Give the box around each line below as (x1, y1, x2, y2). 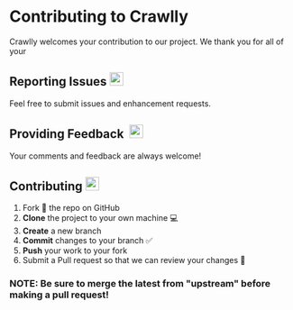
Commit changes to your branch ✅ (22, 235, 153, 246)
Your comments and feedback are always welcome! (9, 150, 202, 161)
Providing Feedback (9, 126, 124, 141)
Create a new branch (22, 225, 102, 236)
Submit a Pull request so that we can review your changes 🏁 (22, 255, 246, 266)
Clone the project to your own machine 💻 (22, 213, 179, 223)
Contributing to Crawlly (9, 6, 189, 27)
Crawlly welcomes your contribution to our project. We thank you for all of (9, 36, 284, 47)
